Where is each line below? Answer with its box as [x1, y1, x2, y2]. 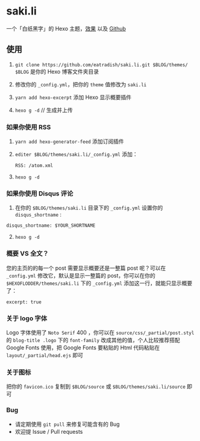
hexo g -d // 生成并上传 [14, 106, 73, 113]
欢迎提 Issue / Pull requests [14, 428, 83, 435]
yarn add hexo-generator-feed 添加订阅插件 [14, 138, 125, 145]
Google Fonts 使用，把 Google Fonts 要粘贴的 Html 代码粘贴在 [6, 344, 160, 351]
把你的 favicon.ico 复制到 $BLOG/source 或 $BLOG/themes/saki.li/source [6, 383, 186, 390]
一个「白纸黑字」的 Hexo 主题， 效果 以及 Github [6, 25, 127, 32]
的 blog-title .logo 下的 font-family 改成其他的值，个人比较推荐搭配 [6, 336, 181, 343]
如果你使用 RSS [6, 122, 51, 131]
